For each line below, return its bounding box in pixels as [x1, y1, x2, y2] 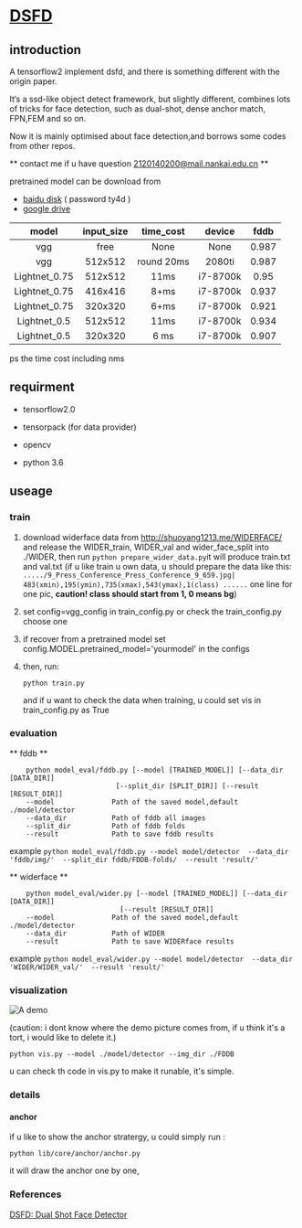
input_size [82, 225, 129, 238]
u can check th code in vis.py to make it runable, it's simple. [9, 1066, 234, 1077]
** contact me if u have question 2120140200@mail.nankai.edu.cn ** [9, 158, 269, 169]
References [9, 1188, 62, 1201]
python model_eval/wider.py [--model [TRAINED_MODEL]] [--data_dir [26, 889, 287, 898]
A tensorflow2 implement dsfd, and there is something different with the [9, 66, 280, 77]
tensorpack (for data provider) [22, 422, 137, 432]
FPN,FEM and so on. [9, 113, 87, 123]
